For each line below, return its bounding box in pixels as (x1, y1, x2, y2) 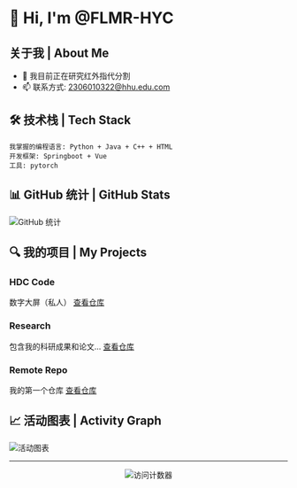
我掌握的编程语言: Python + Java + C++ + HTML (9, 142, 173, 151)
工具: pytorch (9, 161, 59, 170)
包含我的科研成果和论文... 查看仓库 (9, 341, 135, 352)
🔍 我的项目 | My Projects (9, 245, 148, 260)
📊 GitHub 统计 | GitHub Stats (9, 188, 171, 203)
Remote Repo (9, 363, 68, 376)
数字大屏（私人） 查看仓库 (9, 297, 104, 308)
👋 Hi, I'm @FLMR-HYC (9, 8, 174, 28)
